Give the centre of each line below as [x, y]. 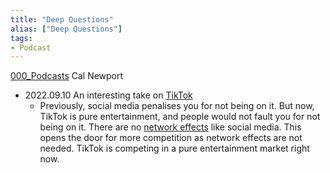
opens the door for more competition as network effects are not [171, 138]
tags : [21, 38]
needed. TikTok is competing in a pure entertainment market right [174, 148]
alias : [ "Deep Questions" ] [66, 29]
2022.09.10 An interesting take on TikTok [108, 95]
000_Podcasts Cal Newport [67, 76]
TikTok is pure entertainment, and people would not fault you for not [180, 117]
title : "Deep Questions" [62, 19]
